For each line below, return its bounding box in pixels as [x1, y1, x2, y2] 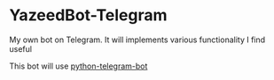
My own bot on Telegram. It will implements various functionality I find [9, 34, 266, 45]
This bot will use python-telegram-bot [9, 61, 148, 71]
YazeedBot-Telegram [9, 5, 168, 25]
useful [9, 43, 33, 54]
